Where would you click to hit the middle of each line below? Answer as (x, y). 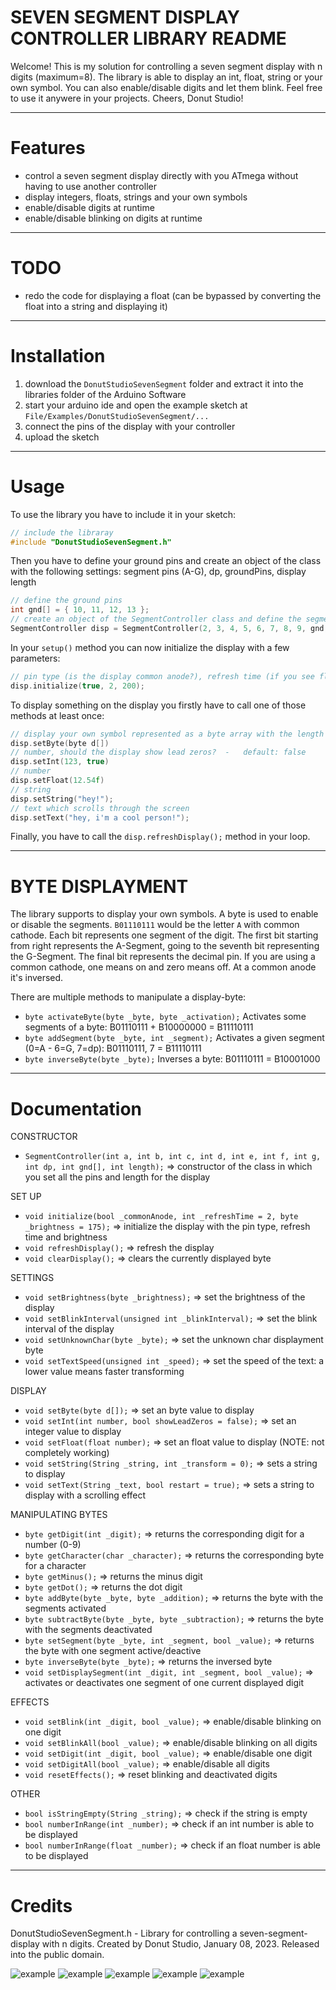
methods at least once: (57, 715)
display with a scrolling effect (85, 1495)
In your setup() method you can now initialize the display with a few (150, 647)
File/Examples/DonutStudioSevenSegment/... (117, 416)
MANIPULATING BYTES (59, 1515)
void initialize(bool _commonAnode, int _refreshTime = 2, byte (161, 1217)
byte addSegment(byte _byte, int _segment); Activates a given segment (174, 1038)
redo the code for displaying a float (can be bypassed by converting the (173, 295)
